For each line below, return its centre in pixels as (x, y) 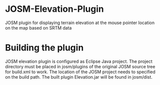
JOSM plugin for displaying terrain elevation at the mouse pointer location (80, 23)
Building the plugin (44, 48)
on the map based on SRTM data (38, 28)
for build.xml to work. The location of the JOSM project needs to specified (80, 72)
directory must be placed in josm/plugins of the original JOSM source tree (80, 66)
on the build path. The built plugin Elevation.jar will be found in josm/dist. (79, 77)
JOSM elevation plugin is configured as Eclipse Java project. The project (79, 61)
